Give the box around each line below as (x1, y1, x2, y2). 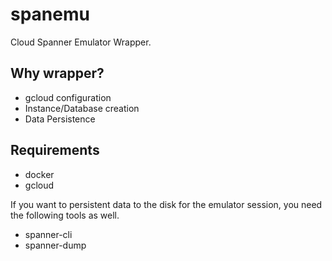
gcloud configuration (24, 91, 112, 103)
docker (24, 168, 55, 180)
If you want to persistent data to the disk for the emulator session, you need (10, 198, 323, 210)
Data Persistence (24, 113, 96, 125)
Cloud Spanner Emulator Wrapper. (10, 36, 152, 48)
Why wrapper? (10, 65, 105, 82)
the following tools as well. (10, 209, 120, 221)
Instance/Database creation (24, 102, 140, 114)
